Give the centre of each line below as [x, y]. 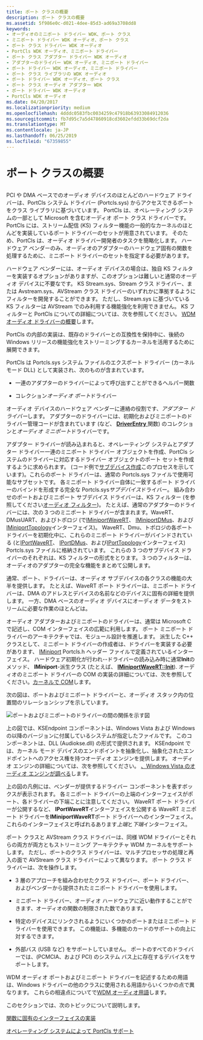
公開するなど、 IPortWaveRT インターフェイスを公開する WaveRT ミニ [104, 809]
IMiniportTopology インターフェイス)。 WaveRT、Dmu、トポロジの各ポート [99, 528]
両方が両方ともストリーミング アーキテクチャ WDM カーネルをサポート [105, 845]
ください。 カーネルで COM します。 [50, 682]
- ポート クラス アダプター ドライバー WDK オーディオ [67, 57]
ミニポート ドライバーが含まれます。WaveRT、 [118, 512]
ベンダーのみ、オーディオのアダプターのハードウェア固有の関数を [111, 248]
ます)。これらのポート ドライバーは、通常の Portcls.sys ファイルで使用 [100, 475]
